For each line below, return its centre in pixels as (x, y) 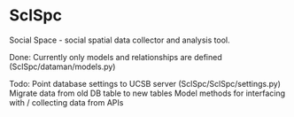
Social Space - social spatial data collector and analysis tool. (120, 40)
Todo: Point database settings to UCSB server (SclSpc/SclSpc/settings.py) (145, 83)
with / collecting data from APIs (66, 102)
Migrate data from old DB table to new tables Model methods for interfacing (147, 93)
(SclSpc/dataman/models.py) (62, 66)
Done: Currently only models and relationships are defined (116, 57)
